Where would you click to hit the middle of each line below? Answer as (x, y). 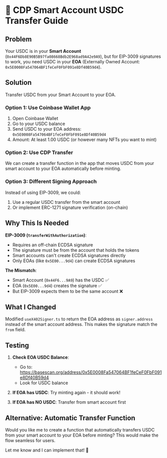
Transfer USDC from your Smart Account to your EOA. (60, 95)
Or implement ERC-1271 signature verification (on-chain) (70, 207)
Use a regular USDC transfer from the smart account (66, 202)
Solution (18, 82)
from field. (15, 330)
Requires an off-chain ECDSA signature (53, 245)
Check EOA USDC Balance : (41, 357)
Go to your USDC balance (39, 124)
